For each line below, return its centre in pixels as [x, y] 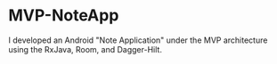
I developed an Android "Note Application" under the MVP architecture [138, 40]
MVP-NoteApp [64, 16]
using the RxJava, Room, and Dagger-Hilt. [85, 49]
